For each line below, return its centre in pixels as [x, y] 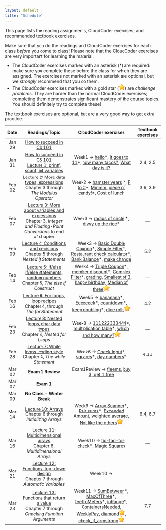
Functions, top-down [44, 468]
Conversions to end [44, 231]
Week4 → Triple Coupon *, [101, 266]
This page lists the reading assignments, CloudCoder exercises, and [75, 30]
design [44, 473]
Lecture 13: [44, 493]
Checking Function [44, 514]
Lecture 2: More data [44, 177]
